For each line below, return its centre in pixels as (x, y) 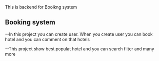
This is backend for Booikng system (41, 7)
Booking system (30, 22)
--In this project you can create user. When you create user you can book (79, 34)
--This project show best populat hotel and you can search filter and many (80, 49)
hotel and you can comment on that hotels (48, 39)
